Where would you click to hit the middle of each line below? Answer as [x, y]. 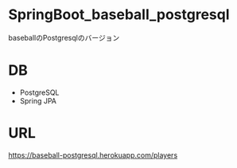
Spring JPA [38, 100]
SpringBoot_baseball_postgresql [119, 15]
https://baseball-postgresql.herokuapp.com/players [93, 155]
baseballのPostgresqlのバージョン [64, 37]
